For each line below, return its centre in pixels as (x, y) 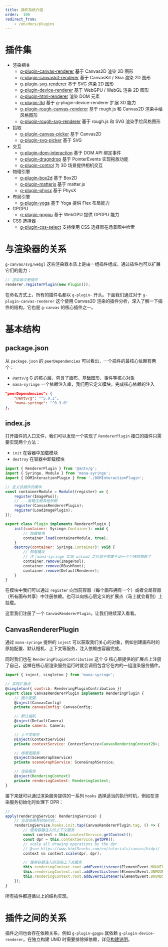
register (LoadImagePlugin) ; (43, 510)
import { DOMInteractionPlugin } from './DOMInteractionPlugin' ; (74, 478)
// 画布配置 (25, 698)
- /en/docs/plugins (34, 24)
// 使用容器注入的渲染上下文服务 (53, 862)
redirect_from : (21, 19)
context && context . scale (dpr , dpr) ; (62, 853)
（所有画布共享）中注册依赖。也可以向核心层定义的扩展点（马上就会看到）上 (84, 596)
